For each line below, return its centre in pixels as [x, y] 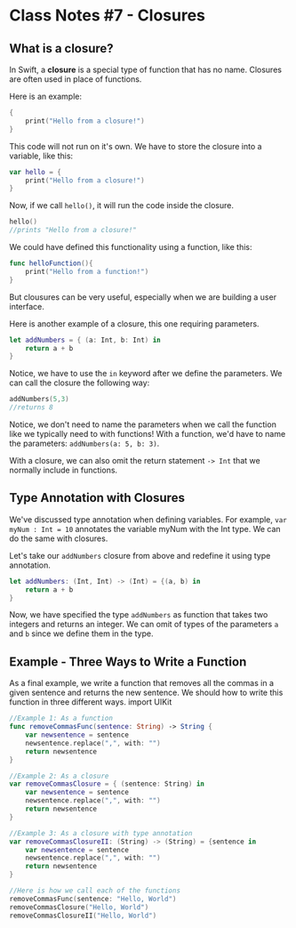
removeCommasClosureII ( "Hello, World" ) [83, 916]
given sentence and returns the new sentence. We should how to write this [146, 693]
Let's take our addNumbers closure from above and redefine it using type [140, 555]
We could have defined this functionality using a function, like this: [131, 247]
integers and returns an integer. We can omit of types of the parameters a [144, 625]
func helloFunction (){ [51, 263]
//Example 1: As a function [61, 718]
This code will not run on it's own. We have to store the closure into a [136, 146]
